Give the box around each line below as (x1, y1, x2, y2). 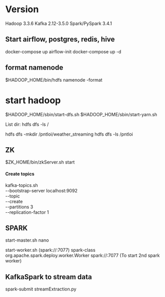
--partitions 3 (5, 204, 34, 210)
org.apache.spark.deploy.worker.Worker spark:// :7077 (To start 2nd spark (5, 252, 160, 258)
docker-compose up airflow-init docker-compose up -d (5, 48, 122, 54)
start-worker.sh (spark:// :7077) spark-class (5, 247, 95, 253)
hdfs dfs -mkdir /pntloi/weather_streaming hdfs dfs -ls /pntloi (5, 131, 134, 137)
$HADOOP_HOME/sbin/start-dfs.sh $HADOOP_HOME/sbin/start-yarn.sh (5, 111, 157, 117)
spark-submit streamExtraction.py (5, 286, 77, 292)
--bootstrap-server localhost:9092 (5, 187, 78, 193)
